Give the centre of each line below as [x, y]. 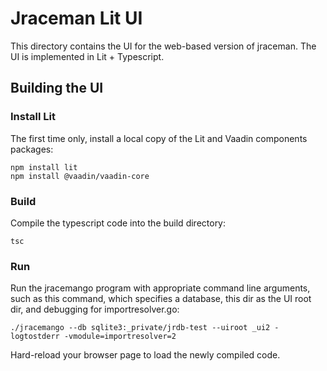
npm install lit [44, 167]
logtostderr [35, 337]
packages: [32, 149]
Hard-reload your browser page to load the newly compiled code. [145, 355]
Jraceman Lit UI [76, 18]
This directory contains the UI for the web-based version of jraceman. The [163, 46]
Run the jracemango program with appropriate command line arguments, [160, 288]
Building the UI [57, 88]
